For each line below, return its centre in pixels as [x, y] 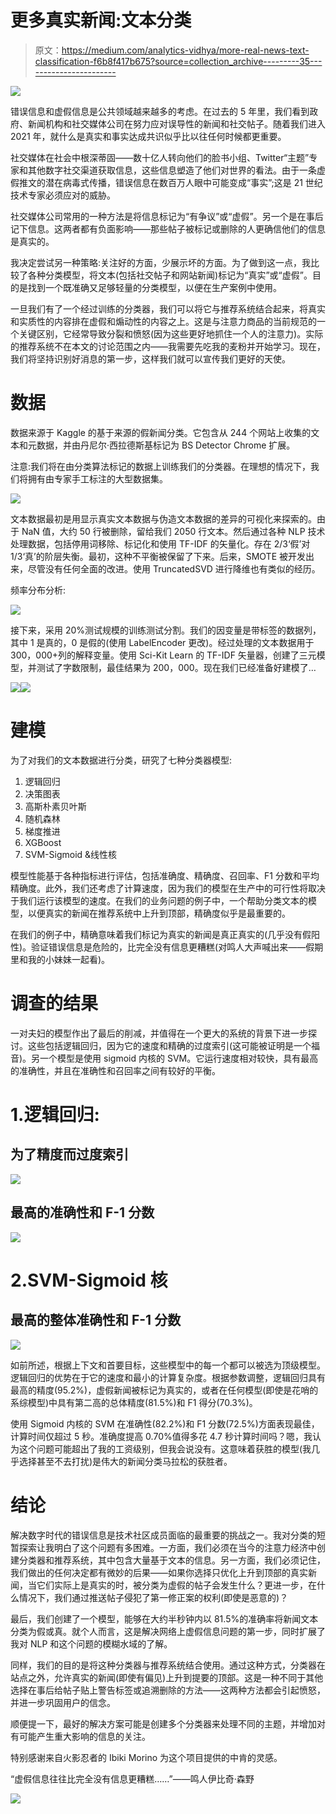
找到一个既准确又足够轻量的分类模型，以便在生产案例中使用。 [154, 287]
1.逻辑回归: [55, 1114]
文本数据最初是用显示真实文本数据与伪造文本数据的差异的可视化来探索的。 [163, 518]
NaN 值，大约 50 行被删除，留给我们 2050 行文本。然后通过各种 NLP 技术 [173, 531]
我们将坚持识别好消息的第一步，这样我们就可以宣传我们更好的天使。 [150, 358]
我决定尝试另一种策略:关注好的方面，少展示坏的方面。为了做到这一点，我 [161, 262]
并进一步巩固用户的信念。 [63, 1702]
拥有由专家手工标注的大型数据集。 [97, 478]
